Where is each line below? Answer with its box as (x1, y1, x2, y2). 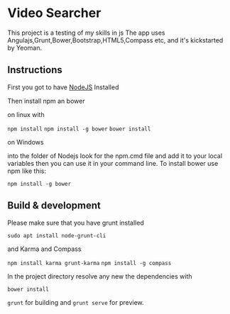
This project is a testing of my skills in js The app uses (7, 28, 165, 37)
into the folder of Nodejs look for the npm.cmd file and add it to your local (7, 151, 222, 160)
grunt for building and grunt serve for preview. (7, 298, 144, 306)
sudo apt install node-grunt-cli (7, 232, 106, 239)
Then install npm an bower (7, 96, 85, 105)
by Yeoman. (7, 43, 43, 52)
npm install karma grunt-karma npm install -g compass (7, 259, 172, 267)
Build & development (7, 200, 101, 212)
